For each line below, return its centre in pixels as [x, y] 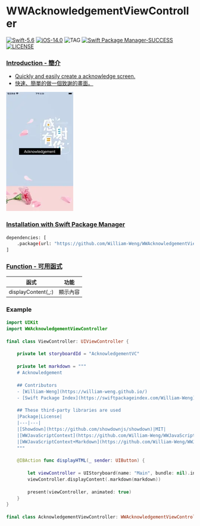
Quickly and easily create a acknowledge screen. [75, 76]
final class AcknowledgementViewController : [62, 517]
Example [19, 309]
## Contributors [37, 385]
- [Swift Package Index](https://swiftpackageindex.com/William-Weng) [106, 398]
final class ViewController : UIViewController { [68, 341]
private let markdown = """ [51, 367]
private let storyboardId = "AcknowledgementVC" [78, 354]
